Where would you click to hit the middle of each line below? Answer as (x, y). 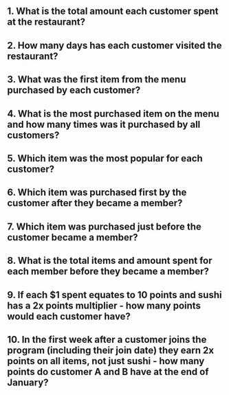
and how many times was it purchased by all (104, 124)
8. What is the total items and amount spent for (110, 261)
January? (28, 382)
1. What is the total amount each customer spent (113, 11)
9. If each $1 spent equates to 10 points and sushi (115, 295)
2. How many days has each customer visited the (115, 45)
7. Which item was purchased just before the (104, 226)
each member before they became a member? (108, 272)
